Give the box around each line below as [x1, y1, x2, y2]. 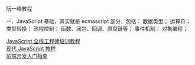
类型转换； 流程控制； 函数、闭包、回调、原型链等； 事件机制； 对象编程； [6, 25, 188, 32]
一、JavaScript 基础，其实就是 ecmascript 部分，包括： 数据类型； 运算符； [6, 18, 191, 25]
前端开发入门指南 [6, 53, 48, 59]
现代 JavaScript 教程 [6, 45, 56, 52]
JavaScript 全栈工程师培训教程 [6, 38, 81, 44]
